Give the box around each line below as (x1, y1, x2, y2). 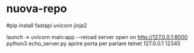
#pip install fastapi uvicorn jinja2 (6, 22, 87, 29)
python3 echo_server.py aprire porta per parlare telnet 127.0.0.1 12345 (6, 40, 181, 47)
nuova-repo (6, 2, 67, 16)
